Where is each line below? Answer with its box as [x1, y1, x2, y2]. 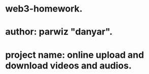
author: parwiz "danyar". [5, 26, 113, 38]
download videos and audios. [5, 60, 132, 71]
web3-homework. [5, 3, 83, 15]
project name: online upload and [5, 49, 144, 60]
